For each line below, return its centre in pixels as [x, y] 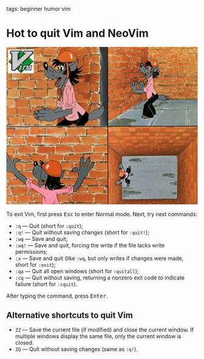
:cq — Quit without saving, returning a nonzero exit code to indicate [100, 278]
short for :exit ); [35, 265]
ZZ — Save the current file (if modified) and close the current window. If [104, 330]
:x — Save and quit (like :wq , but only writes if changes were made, [99, 259]
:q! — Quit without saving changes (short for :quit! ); [82, 232]
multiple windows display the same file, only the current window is [98, 336]
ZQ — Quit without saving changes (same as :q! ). [76, 349]
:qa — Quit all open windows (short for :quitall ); [77, 271]
